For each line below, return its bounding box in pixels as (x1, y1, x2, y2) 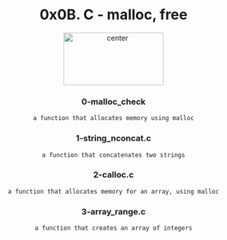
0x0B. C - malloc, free (39, 6, 188, 24)
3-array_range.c (81, 206, 146, 217)
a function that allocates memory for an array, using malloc (7, 187, 220, 195)
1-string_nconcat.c (75, 133, 152, 144)
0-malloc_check (81, 96, 146, 107)
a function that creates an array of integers (34, 224, 193, 233)
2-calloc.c (93, 170, 134, 181)
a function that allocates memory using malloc (32, 114, 195, 122)
